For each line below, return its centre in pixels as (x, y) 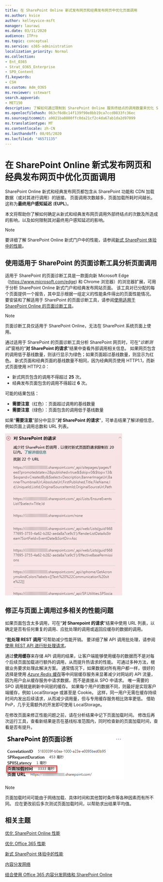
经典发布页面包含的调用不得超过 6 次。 (51, 383)
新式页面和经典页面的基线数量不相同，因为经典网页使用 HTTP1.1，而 (82, 361)
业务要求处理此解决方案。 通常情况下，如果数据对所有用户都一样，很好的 (82, 668)
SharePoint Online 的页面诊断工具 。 (41, 306)
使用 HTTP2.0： (34, 367)
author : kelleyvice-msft (30, 20)
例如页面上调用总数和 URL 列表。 (38, 426)
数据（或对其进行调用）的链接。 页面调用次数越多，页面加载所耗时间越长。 (80, 198)
